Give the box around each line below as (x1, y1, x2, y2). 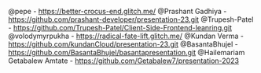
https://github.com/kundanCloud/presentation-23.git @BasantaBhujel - (8, 40, 238, 49)
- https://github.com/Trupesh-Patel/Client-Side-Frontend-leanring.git (8, 23, 233, 32)
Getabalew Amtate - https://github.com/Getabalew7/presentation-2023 (8, 56, 240, 65)
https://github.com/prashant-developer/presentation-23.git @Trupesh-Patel (8, 15, 254, 24)
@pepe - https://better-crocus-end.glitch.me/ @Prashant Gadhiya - (8, 7, 227, 16)
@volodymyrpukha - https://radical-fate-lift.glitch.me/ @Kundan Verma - (8, 31, 244, 40)
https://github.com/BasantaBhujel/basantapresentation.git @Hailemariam (8, 48, 245, 57)
